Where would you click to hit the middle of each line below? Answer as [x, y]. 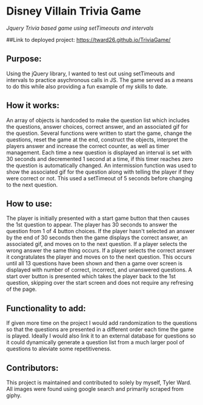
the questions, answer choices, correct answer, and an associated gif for [97, 126]
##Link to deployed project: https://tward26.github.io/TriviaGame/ [88, 39]
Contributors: [32, 368]
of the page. [22, 289]
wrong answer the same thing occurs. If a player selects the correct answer [101, 251]
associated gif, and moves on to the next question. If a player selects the [97, 244]
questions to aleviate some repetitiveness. [59, 349]
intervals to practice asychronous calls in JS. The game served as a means [100, 80]
